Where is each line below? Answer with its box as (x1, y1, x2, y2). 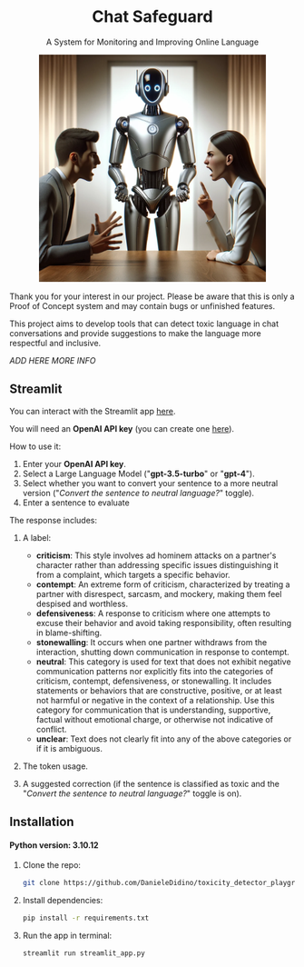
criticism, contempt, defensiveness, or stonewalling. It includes (35, 675, 272, 686)
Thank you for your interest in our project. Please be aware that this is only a (9, 291, 295, 302)
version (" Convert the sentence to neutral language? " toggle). (22, 487, 255, 498)
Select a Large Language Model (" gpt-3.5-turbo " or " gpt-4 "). (22, 468, 256, 479)
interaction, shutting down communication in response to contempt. (35, 646, 290, 657)
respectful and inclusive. (9, 337, 102, 348)
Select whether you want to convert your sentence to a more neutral (22, 477, 279, 488)
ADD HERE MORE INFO (9, 354, 96, 365)
